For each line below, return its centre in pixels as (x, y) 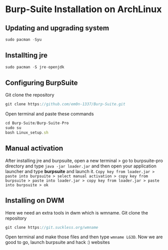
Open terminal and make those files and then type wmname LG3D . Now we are (84, 237)
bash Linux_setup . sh (27, 133)
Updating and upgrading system (57, 28)
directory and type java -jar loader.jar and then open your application (81, 166)
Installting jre (27, 55)
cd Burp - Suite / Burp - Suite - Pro (37, 123)
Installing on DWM (35, 201)
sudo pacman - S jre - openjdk (35, 67)
